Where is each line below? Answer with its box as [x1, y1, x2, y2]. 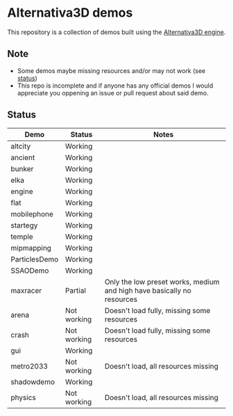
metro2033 [10, 361, 49, 371]
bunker [10, 163, 34, 173]
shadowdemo [10, 377, 55, 387]
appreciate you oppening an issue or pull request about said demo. [17, 88, 209, 97]
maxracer [10, 285, 42, 295]
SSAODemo [10, 266, 49, 275]
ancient [10, 152, 35, 162]
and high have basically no [104, 285, 192, 295]
